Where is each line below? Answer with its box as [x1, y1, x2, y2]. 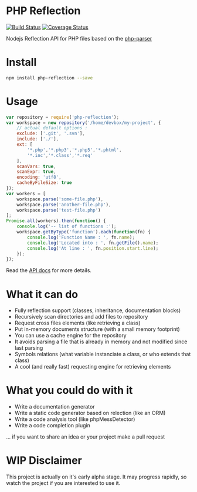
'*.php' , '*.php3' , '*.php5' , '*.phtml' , [27, 147, 122, 153]
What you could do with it [6, 384, 133, 397]
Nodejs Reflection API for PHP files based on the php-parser [6, 35, 152, 42]
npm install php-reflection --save [6, 75, 93, 81]
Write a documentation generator [14, 403, 95, 410]
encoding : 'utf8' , [16, 175, 62, 180]
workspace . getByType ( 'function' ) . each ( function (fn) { [16, 229, 151, 235]
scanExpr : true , [16, 169, 57, 175]
